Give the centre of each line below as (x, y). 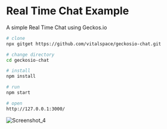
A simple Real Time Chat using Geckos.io (57, 27)
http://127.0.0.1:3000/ (36, 109)
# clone (16, 38)
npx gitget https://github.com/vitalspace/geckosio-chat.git (84, 44)
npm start (18, 93)
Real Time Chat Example (68, 11)
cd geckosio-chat (28, 60)
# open (14, 103)
